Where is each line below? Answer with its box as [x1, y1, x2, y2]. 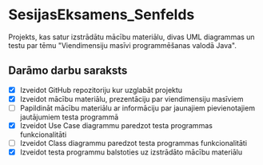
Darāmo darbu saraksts [8, 64, 128, 78]
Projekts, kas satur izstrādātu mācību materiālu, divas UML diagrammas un [8, 32, 255, 42]
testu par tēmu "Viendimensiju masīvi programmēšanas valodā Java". [8, 40, 237, 50]
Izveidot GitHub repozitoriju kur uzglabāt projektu [19, 85, 182, 95]
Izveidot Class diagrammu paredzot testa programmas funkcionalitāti [19, 139, 248, 147]
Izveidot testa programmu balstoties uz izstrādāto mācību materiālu [19, 147, 243, 157]
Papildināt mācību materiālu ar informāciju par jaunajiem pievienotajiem [19, 103, 256, 113]
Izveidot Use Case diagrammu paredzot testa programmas [19, 120, 213, 130]
